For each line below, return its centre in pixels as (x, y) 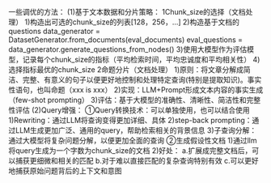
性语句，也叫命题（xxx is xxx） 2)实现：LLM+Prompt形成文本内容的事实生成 (136, 90)
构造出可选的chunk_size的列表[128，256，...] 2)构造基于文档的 (135, 22)
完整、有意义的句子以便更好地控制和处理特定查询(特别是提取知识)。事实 (142, 80)
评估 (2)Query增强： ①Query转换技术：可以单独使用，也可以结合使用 (133, 110)
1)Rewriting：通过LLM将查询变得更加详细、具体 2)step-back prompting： (130, 120)
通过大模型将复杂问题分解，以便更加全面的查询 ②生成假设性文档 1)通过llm (133, 140)
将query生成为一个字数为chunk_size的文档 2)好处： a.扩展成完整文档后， (130, 151)
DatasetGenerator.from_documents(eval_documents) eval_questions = (126, 40)
